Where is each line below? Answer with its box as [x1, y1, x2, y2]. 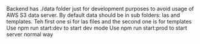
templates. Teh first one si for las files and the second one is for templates [6, 18, 192, 25]
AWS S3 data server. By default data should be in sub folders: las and [6, 11, 181, 19]
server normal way [6, 31, 53, 38]
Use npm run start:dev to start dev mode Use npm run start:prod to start [6, 24, 187, 31]
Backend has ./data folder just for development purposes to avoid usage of [6, 5, 195, 12]
